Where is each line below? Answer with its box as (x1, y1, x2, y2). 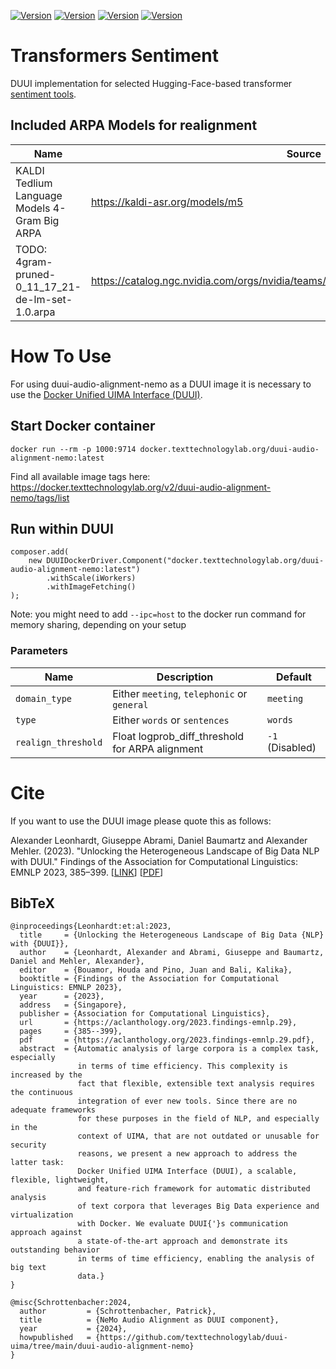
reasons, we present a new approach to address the (77, 1149, 298, 1159)
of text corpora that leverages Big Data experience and (77, 1201, 320, 1212)
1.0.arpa (15, 305, 56, 319)
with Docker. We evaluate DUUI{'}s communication (77, 1219, 288, 1229)
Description (156, 670, 214, 684)
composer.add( (10, 547, 70, 557)
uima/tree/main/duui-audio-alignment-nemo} (10, 1341, 195, 1352)
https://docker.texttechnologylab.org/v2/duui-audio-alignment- (10, 481, 272, 493)
